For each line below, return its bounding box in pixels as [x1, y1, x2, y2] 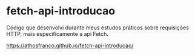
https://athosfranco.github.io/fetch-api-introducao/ [6, 42, 134, 49]
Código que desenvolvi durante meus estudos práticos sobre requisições [6, 24, 190, 31]
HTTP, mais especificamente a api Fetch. [6, 30, 109, 37]
